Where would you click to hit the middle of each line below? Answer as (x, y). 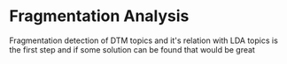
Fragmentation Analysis (99, 16)
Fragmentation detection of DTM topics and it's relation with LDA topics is (144, 40)
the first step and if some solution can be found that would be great (132, 49)
